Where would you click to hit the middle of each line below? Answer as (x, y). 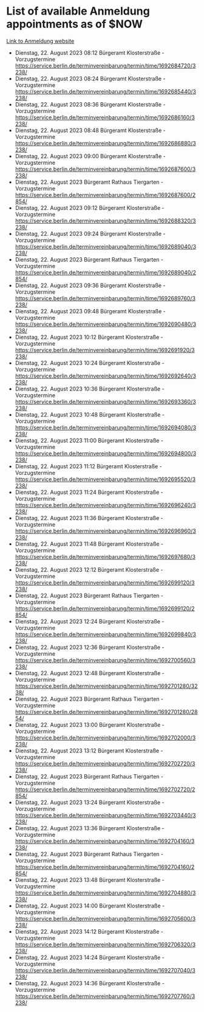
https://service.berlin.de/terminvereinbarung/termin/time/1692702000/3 (105, 738)
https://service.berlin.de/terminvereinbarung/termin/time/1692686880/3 (105, 143)
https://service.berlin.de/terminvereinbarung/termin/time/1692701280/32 (106, 686)
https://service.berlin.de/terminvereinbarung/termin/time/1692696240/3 (105, 505)
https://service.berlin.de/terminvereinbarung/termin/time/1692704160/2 (105, 867)
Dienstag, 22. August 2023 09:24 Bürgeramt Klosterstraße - (90, 234)
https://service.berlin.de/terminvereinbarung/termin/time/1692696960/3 (105, 531)
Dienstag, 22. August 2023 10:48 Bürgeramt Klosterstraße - (90, 414)
